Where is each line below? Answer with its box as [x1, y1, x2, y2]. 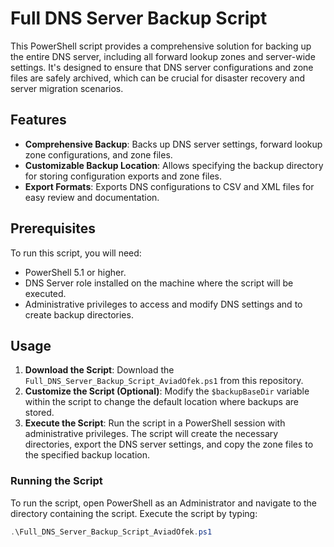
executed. [24, 287, 67, 299]
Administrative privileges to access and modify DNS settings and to [24, 298, 303, 310]
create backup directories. [24, 308, 134, 321]
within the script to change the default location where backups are [24, 396, 299, 408]
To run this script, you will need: [10, 247, 142, 259]
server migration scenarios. [10, 82, 124, 94]
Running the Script [10, 474, 103, 488]
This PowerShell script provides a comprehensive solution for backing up [10, 40, 312, 52]
